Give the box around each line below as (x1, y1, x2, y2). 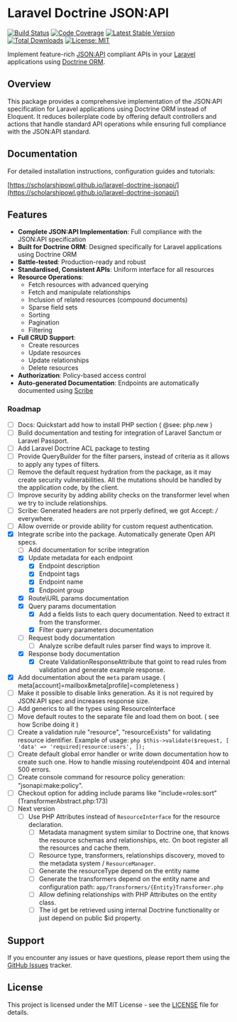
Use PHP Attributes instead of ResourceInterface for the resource (28, 812, 220, 821)
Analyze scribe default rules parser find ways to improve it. (38, 641, 211, 650)
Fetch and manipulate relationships (28, 288, 131, 297)
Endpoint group (38, 586, 84, 594)
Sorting (28, 311, 50, 320)
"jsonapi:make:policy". (17, 781, 84, 789)
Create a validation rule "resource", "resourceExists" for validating (17, 728, 211, 737)
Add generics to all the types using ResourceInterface (17, 705, 176, 713)
